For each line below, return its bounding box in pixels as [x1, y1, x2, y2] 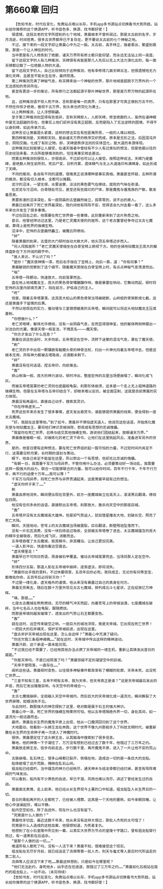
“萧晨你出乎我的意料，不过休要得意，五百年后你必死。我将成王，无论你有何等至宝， [11, 570, 155, 575]
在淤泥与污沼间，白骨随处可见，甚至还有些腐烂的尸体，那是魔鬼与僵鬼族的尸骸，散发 [11, 187, 157, 192]
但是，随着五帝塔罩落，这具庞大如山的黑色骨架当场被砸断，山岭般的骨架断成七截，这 [11, 295, 157, 301]
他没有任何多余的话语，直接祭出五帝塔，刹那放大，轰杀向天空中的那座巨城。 [11, 502, 142, 508]
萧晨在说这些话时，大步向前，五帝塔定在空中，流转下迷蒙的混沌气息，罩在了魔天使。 [11, 337, 157, 342]
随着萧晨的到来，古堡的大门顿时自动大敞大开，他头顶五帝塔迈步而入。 [11, 239, 131, 244]
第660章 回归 [5, 4, 58, 16]
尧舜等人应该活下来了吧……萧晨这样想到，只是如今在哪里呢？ [11, 859, 114, 864]
